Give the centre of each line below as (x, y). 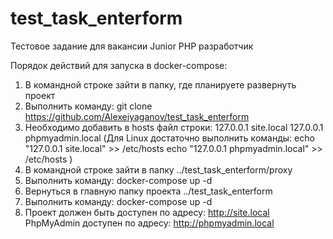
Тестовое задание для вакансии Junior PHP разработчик (132, 46)
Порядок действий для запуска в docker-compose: (119, 65)
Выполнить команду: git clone (88, 106)
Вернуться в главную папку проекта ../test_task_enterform (148, 191)
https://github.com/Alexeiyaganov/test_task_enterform (137, 116)
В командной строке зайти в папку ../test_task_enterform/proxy (158, 169)
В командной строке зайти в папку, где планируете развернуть (160, 84)
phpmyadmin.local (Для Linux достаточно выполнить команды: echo (169, 138)
